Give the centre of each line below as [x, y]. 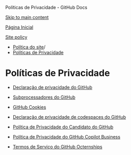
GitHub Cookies [29, 107]
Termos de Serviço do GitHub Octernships [57, 147]
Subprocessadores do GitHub [44, 97]
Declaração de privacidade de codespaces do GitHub [69, 117]
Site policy [16, 37]
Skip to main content [27, 17]
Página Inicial [19, 27]
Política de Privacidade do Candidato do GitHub [63, 127]
